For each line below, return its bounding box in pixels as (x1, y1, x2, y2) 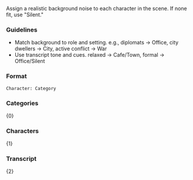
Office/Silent (14, 58, 45, 65)
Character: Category (6, 85, 57, 91)
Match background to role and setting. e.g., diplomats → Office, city (14, 39, 179, 46)
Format (6, 72, 28, 81)
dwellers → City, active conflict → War (14, 45, 107, 52)
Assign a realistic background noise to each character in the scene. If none (6, 5, 187, 12)
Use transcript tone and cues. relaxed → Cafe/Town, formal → (14, 51, 165, 58)
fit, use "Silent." (6, 11, 44, 18)
